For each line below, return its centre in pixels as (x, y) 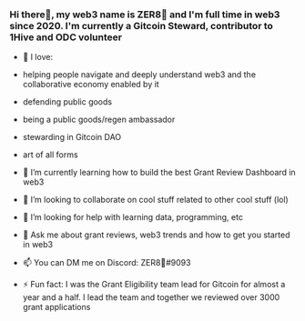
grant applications (56, 307)
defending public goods (67, 102)
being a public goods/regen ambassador (99, 120)
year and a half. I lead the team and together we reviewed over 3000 (151, 297)
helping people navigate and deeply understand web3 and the (139, 75)
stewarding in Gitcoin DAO (72, 137)
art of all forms (51, 155)
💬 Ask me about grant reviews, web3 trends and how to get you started (156, 235)
